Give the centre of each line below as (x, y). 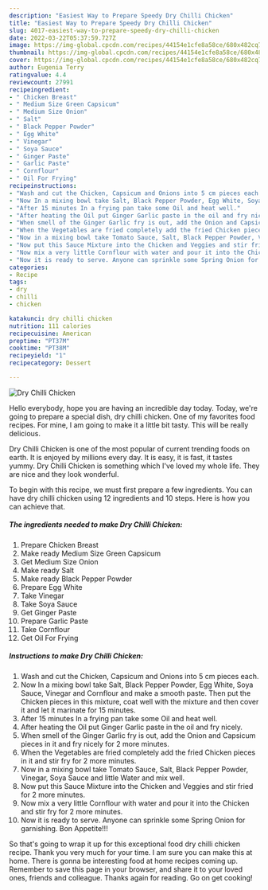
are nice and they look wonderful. (64, 474)
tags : (18, 282)
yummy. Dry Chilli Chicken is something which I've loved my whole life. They (134, 466)
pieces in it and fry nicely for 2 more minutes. (95, 744)
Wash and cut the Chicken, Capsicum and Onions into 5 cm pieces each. (140, 676)
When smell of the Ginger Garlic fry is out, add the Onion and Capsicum (138, 735)
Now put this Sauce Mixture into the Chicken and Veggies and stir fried (137, 786)
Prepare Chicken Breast (59, 545)
